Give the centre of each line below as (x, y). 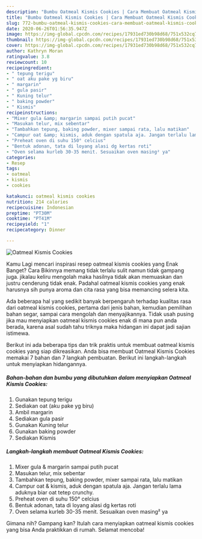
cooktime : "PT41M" (29, 219)
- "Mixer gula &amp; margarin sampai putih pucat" (71, 118)
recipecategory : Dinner (36, 230)
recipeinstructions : (32, 113)
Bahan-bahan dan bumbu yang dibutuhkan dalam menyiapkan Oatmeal (99, 378)
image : (14, 34)
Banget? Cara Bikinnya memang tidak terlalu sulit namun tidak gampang (95, 270)
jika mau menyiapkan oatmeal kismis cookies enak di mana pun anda (92, 320)
